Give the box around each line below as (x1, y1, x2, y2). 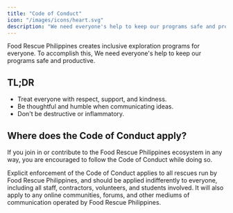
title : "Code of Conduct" (7, 10, 82, 17)
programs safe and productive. (7, 57, 96, 65)
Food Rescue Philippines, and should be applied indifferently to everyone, (7, 176, 218, 184)
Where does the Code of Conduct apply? (7, 129, 187, 142)
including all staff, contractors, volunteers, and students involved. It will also (7, 184, 224, 192)
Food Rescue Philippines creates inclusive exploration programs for (7, 42, 200, 50)
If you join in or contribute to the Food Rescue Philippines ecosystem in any (7, 148, 223, 156)
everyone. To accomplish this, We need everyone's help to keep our (7, 49, 202, 57)
